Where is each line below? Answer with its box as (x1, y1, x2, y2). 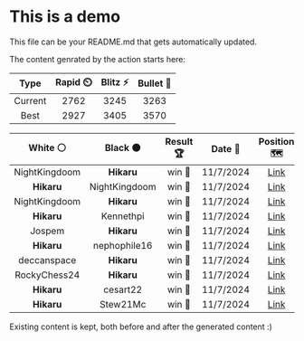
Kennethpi (100, 210, 145, 223)
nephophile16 (93, 239, 153, 251)
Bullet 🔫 (137, 77, 172, 90)
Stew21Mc (99, 298, 147, 310)
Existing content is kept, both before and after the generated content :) (9, 321, 273, 332)
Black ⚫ (104, 141, 141, 154)
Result (165, 135, 194, 147)
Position (258, 135, 295, 147)
